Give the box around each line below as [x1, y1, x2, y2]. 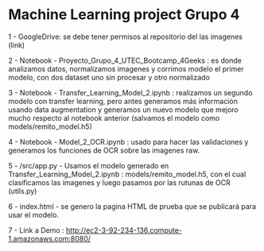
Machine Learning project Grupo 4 [8, 6, 240, 24]
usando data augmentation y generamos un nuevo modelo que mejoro [8, 105, 239, 114]
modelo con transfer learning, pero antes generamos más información [8, 96, 239, 106]
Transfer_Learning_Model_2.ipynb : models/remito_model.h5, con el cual [8, 169, 247, 179]
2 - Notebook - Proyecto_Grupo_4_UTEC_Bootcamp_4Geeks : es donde [8, 56, 243, 65]
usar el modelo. [8, 210, 60, 219]
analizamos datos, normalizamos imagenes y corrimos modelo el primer [8, 64, 244, 73]
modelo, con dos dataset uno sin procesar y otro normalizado [8, 72, 211, 82]
